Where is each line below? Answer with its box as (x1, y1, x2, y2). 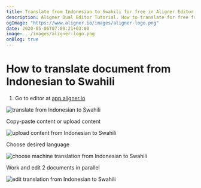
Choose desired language (6, 141, 70, 148)
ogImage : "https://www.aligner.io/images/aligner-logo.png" (6, 20, 160, 26)
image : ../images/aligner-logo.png (6, 31, 95, 37)
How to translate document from (6, 62, 171, 76)
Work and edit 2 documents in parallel (6, 164, 100, 171)
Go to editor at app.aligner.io (14, 94, 86, 101)
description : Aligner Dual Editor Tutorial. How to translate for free (6, 14, 188, 20)
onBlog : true (6, 36, 39, 42)
